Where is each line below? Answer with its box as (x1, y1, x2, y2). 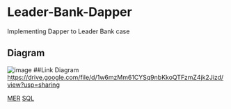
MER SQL (7, 94, 35, 102)
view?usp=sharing (7, 81, 61, 89)
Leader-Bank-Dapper (7, 4, 132, 20)
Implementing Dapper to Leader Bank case (7, 27, 130, 35)
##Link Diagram (33, 65, 79, 74)
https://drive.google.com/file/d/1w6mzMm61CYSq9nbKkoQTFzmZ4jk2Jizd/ (7, 73, 224, 81)
